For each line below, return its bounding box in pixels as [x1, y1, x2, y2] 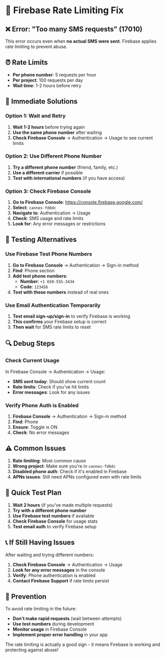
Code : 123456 [20, 283, 48, 289]
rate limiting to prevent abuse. [5, 44, 67, 50]
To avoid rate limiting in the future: [5, 606, 77, 612]
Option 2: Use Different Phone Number [5, 153, 102, 160]
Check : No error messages [12, 429, 69, 435]
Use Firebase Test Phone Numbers [5, 250, 93, 258]
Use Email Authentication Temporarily [5, 302, 101, 309]
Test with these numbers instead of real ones [12, 289, 109, 295]
